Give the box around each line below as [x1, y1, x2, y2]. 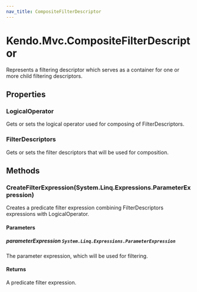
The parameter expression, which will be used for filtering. [6, 252, 149, 260]
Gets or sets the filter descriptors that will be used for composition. [6, 149, 169, 156]
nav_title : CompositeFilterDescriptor [6, 8, 101, 15]
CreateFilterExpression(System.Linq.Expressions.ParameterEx [6, 183, 191, 192]
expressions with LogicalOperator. [6, 211, 90, 218]
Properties [6, 89, 46, 99]
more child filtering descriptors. [6, 72, 83, 80]
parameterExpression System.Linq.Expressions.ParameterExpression [6, 237, 176, 245]
